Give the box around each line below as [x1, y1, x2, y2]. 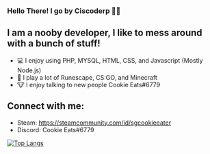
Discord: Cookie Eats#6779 [16, 125, 94, 134]
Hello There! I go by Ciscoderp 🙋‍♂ [7, 6, 121, 16]
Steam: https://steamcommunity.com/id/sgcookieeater [16, 119, 172, 127]
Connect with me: [7, 100, 85, 112]
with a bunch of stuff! [7, 37, 101, 50]
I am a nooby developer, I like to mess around [7, 27, 203, 39]
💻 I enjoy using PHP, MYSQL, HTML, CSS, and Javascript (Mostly [16, 56, 203, 64]
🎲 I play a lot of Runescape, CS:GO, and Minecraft [16, 73, 157, 81]
